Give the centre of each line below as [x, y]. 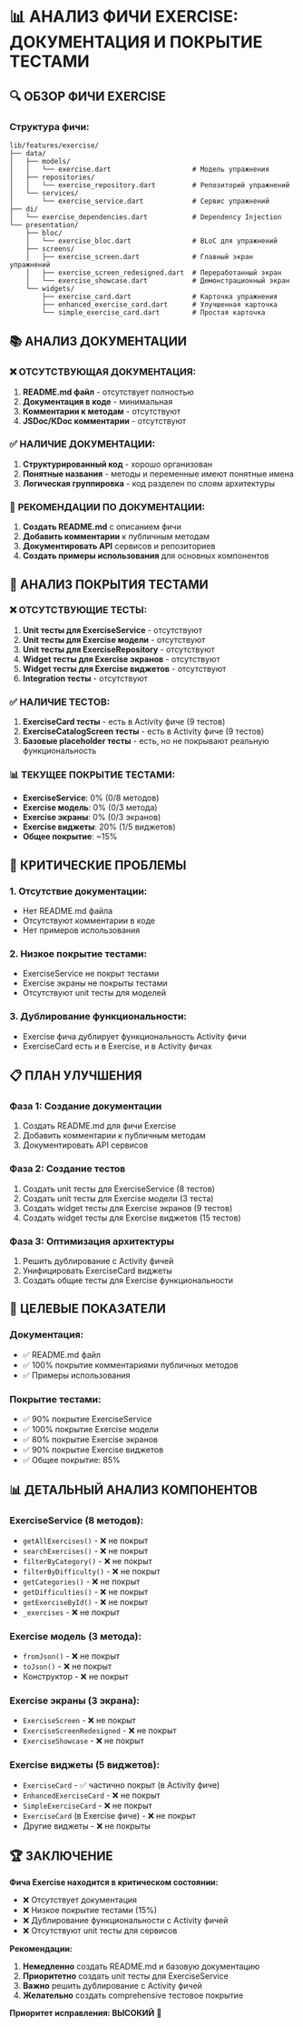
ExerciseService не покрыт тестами [91, 974]
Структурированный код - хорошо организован [117, 464]
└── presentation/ [44, 225]
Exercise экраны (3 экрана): [75, 1701]
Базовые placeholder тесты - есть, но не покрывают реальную [146, 741]
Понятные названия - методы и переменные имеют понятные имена [158, 474]
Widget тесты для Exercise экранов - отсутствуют [121, 658]
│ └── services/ [44, 193]
